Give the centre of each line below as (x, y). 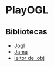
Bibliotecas (26, 32)
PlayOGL (27, 10)
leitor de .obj (29, 58)
